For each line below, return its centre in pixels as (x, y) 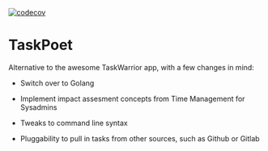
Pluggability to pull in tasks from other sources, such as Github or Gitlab (140, 138)
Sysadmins (38, 107)
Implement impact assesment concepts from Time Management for (132, 99)
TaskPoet (40, 45)
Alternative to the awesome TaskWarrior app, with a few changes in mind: (132, 67)
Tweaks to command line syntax (74, 123)
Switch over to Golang (57, 83)
